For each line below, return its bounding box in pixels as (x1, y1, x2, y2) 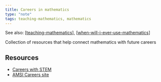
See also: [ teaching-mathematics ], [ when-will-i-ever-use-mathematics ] (5, 30, 151, 36)
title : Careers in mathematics (5, 7, 69, 12)
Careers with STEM (12, 67, 52, 73)
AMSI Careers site (12, 72, 49, 78)
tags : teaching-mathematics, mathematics (5, 16, 92, 21)
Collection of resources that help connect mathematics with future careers (5, 39, 157, 45)
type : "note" (5, 12, 32, 17)
